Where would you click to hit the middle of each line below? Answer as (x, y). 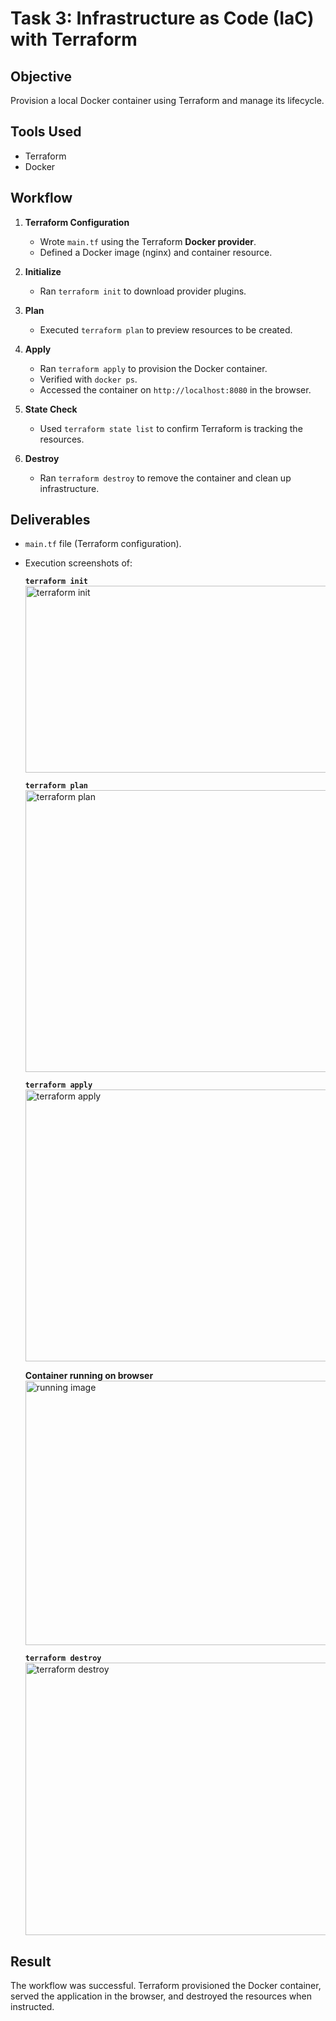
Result (31, 1961)
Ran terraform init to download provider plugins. (143, 291)
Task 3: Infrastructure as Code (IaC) (162, 18)
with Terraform (74, 39)
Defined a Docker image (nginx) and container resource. (156, 252)
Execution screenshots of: (78, 563)
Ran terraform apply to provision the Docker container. (153, 368)
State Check (51, 409)
